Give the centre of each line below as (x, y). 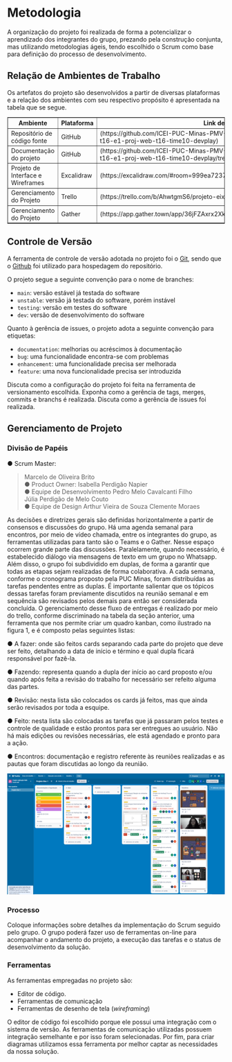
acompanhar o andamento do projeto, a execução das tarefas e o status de (114, 940)
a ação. (18, 742)
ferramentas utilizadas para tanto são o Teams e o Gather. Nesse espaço (111, 541)
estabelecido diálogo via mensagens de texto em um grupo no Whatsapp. (112, 557)
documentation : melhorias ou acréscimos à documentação (99, 349)
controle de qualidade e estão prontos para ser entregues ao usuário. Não (113, 728)
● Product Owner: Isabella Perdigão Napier (86, 484)
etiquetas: (21, 336)
